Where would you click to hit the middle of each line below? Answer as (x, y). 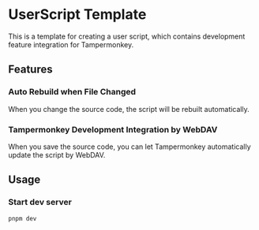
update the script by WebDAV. (57, 154)
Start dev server (40, 202)
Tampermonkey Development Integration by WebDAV (113, 129)
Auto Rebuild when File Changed (72, 92)
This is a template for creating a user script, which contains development (127, 36)
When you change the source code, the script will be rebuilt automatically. (129, 109)
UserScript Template (77, 15)
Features (30, 70)
